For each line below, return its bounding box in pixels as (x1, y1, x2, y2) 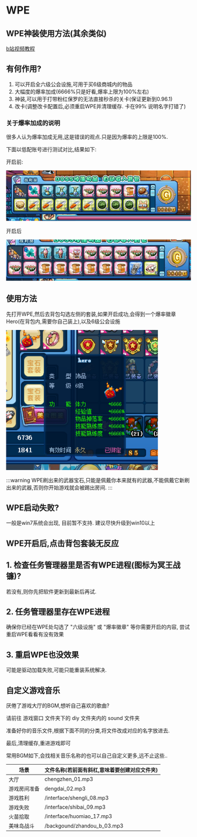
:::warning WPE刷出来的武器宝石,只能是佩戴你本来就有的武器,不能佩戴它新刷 (6, 476, 190, 483)
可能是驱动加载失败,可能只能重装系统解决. (6, 666, 107, 673)
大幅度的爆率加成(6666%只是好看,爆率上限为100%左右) (14, 88, 150, 95)
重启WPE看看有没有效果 (6, 631, 64, 638)
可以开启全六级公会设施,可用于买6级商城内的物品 (14, 81, 133, 88)
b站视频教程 (6, 45, 35, 52)
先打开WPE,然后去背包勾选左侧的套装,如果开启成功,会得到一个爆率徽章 (6, 310, 176, 318)
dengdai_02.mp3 (45, 785, 86, 792)
